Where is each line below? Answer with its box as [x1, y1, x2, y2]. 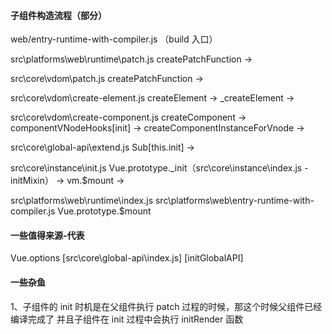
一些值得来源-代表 [10, 229, 85, 241]
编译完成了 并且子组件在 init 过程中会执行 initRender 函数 [10, 313, 244, 325]
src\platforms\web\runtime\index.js [10, 195, 154, 207]
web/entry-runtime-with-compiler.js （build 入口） [10, 33, 218, 45]
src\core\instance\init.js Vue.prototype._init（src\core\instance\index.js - [10, 162, 309, 174]
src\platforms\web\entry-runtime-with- [154, 195, 315, 207]
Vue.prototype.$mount [57, 205, 152, 217]
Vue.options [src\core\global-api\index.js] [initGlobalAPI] [10, 252, 244, 264]
